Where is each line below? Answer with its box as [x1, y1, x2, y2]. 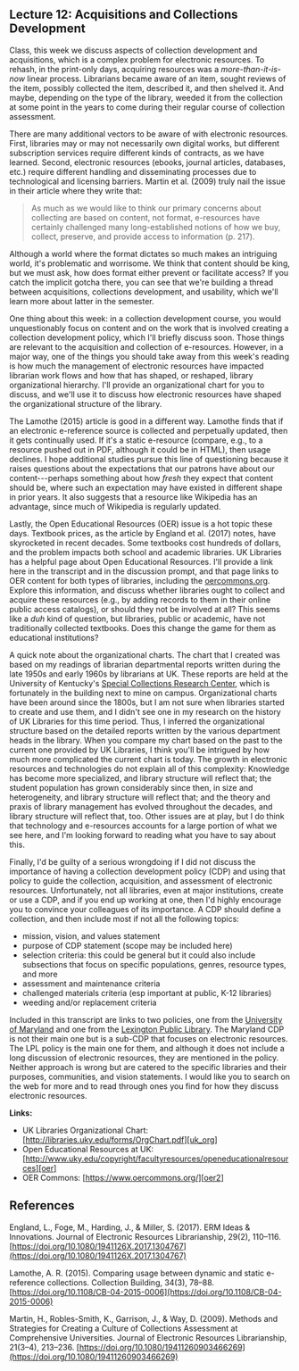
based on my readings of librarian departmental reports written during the [9, 659, 281, 669]
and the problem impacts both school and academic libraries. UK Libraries [9, 546, 283, 557]
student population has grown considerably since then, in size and [9, 782, 253, 793]
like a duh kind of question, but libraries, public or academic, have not [9, 613, 266, 624]
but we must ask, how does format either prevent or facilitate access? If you [9, 267, 289, 278]
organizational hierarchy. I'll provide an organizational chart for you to [9, 379, 265, 390]
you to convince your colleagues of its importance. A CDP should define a [9, 903, 281, 914]
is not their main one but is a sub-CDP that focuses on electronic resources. [9, 1033, 288, 1043]
